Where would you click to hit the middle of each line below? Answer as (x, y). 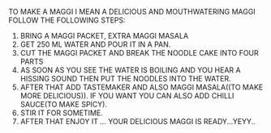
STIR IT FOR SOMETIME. (61, 113)
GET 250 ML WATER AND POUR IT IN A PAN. (95, 44)
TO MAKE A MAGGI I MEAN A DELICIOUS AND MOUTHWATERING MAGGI (132, 12)
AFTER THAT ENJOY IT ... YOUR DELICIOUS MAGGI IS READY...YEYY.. (138, 121)
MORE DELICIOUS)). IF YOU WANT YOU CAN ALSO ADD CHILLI (127, 96)
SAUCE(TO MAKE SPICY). (64, 104)
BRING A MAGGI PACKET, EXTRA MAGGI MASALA (104, 36)
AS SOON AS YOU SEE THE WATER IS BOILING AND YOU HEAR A (130, 70)
